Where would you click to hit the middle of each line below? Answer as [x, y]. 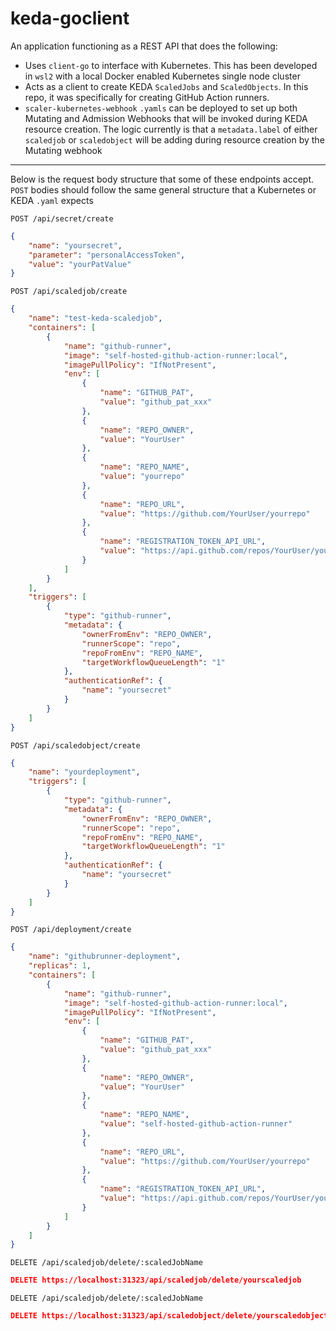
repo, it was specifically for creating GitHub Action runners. [147, 97]
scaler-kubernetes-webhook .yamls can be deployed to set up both [161, 108]
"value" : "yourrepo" [142, 477]
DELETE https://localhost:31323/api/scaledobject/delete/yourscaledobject [169, 1316]
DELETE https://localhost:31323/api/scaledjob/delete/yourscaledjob [156, 1280]
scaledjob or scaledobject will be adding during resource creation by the [174, 139]
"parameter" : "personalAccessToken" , [107, 255]
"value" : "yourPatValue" [80, 264]
